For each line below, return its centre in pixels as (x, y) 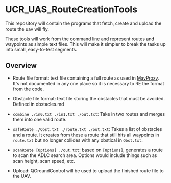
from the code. (28, 89)
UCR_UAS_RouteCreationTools (71, 9)
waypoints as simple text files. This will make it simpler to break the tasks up (86, 44)
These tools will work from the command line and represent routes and (80, 39)
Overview (21, 66)
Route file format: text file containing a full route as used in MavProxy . (86, 78)
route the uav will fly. (27, 29)
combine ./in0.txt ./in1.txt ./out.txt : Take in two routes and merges (89, 114)
